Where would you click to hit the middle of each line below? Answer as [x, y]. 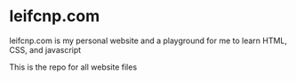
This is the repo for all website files [73, 67]
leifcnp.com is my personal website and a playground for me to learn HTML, [148, 40]
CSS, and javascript [45, 49]
